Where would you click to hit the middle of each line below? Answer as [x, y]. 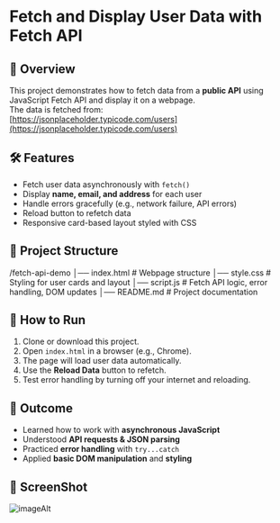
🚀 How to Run [48, 320]
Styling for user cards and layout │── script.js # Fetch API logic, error [139, 282]
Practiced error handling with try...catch [101, 449]
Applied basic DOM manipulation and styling [107, 459]
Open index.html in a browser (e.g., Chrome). [107, 351]
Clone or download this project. [81, 342]
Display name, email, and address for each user [112, 194]
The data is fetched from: [56, 109]
